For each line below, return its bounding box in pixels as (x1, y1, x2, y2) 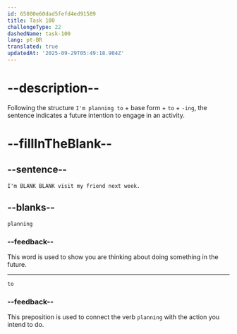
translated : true (7, 43, 59, 50)
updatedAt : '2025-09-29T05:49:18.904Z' (7, 50, 125, 57)
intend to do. (7, 321, 44, 329)
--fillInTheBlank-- (7, 136, 113, 152)
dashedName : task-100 (7, 30, 71, 37)
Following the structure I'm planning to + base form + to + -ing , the (7, 103, 207, 112)
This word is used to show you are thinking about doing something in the (7, 252, 219, 261)
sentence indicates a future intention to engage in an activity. (7, 111, 185, 119)
